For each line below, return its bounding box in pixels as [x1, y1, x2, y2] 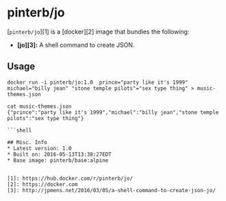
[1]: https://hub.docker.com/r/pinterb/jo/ [7, 175, 134, 182]
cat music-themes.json [7, 103, 72, 110]
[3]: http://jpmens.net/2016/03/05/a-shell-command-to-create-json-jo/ [7, 187, 216, 193]
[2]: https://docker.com [7, 180, 78, 188]
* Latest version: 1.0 [7, 145, 72, 152]
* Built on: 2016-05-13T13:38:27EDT [7, 151, 112, 158]
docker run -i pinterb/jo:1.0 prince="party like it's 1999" [7, 79, 188, 86]
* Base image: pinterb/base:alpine [7, 156, 109, 164]
